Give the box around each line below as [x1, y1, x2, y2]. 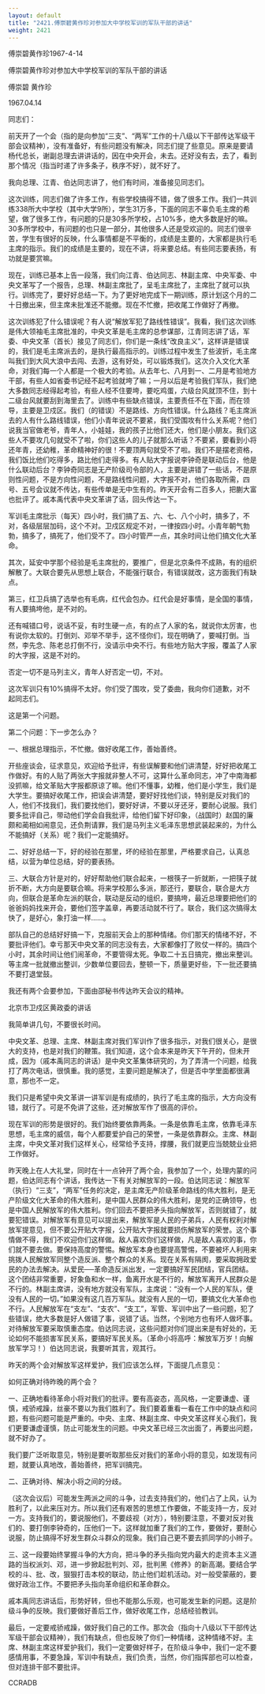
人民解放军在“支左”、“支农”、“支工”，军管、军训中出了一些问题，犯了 [28, 1304, 255, 1313]
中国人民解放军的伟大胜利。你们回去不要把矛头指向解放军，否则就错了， [14, 1205, 250, 1215]
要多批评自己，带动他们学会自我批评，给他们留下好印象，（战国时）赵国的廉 [8, 810, 254, 820]
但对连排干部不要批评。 [8, 1662, 84, 1672]
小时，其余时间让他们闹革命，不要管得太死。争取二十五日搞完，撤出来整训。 [8, 949, 257, 960]
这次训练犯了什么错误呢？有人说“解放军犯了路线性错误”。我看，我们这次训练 [8, 317, 256, 326]
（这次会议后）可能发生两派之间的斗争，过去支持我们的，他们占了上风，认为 [8, 1493, 257, 1503]
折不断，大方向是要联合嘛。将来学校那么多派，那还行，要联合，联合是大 [8, 884, 243, 893]
